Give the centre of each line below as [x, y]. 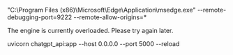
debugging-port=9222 [40, 17]
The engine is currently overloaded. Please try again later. [90, 31]
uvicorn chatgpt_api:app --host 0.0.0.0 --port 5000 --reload [93, 44]
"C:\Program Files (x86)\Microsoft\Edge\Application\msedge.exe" [102, 10]
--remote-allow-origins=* [110, 17]
